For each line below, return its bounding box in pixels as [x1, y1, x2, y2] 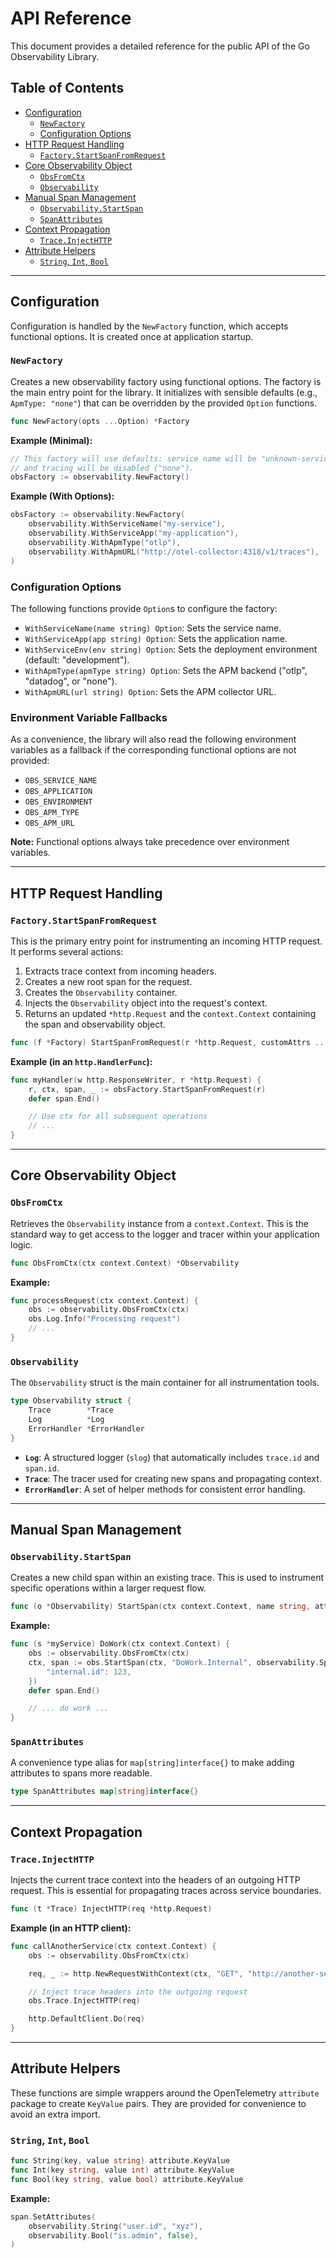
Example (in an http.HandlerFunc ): [10, 1055, 153, 1067]
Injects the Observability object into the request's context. [24, 997, 268, 1009]
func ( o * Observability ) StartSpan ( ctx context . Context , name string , [10, 1602, 311, 1612]
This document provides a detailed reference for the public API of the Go [10, 40, 310, 52]
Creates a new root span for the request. [24, 975, 193, 987]
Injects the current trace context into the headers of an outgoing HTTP [10, 1874, 301, 1886]
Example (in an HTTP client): [10, 1922, 132, 1934]
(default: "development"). [24, 653, 130, 666]
